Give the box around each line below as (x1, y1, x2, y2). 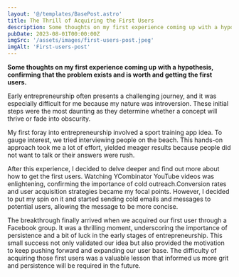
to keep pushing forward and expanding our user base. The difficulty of (7, 246, 217, 254)
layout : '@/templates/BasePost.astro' (7, 10, 122, 18)
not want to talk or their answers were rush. (7, 151, 135, 159)
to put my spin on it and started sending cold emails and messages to (7, 195, 211, 203)
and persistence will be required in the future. (7, 261, 141, 270)
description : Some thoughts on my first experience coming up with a (7, 23, 218, 31)
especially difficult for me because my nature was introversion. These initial (7, 99, 229, 107)
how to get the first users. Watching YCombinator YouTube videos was (7, 172, 215, 180)
